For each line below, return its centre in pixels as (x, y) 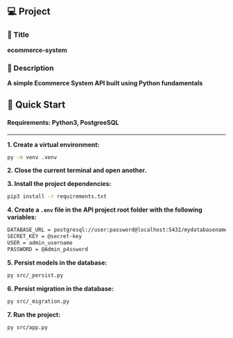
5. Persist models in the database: (57, 262)
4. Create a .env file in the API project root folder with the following (105, 210)
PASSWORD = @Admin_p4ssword (48, 249)
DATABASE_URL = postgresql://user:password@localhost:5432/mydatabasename (118, 230)
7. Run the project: (34, 314)
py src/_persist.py (35, 275)
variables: (22, 217)
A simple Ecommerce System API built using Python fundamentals (105, 83)
